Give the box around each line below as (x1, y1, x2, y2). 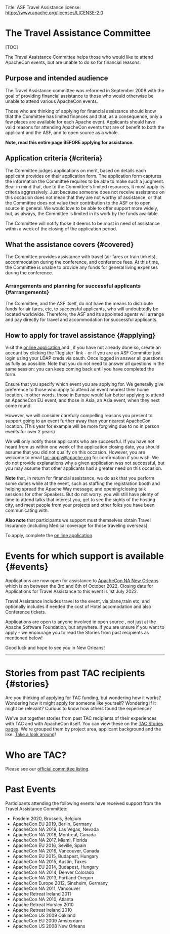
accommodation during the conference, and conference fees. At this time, (5, 259, 159, 265)
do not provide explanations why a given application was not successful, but (5, 460, 165, 466)
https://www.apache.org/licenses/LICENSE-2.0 (5, 10, 104, 16)
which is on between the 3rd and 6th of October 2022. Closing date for (5, 583, 153, 589)
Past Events (5, 784, 56, 795)
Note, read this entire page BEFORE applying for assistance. (5, 139, 134, 145)
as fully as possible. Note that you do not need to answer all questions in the (5, 360, 164, 367)
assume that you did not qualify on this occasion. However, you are (5, 449, 145, 455)
